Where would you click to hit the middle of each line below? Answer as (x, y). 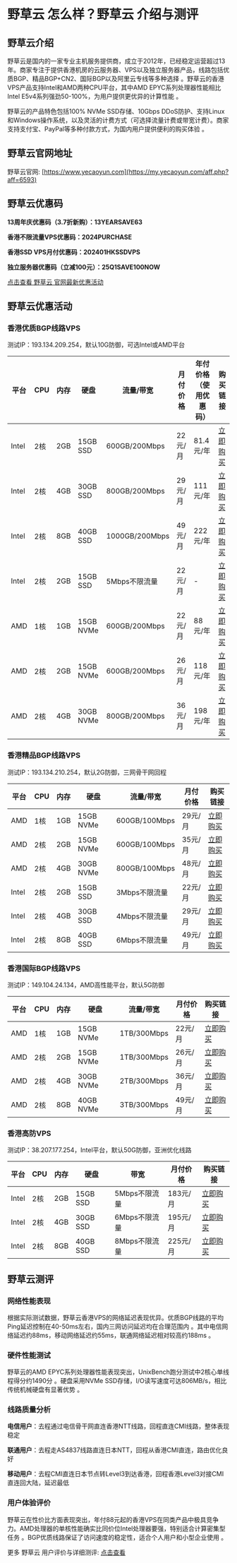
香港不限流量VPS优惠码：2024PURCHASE (70, 236)
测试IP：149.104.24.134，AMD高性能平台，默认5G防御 (86, 985)
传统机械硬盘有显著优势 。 (45, 1390)
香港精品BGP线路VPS (44, 755)
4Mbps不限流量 (142, 916)
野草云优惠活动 (40, 307)
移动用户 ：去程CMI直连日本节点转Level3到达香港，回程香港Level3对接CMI (116, 1474)
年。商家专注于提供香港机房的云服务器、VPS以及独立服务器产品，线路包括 (115, 70)
